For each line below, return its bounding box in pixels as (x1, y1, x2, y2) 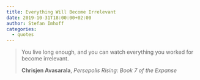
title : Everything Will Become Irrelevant (6, 9, 116, 15)
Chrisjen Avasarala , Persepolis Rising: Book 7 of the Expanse (21, 67, 177, 74)
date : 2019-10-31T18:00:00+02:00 (6, 15, 92, 21)
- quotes (12, 32, 34, 38)
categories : (6, 26, 37, 32)
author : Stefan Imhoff (6, 20, 64, 26)
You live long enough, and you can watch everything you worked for (21, 48, 194, 56)
